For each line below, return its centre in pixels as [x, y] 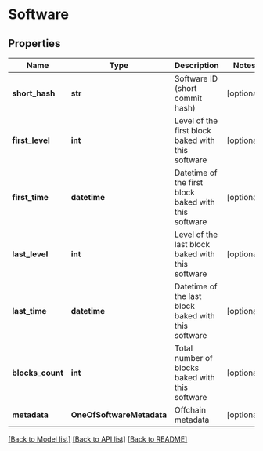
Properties [34, 44]
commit [188, 98]
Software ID [196, 78]
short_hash [34, 93]
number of [194, 358]
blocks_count [38, 373]
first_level [31, 140]
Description [197, 65]
